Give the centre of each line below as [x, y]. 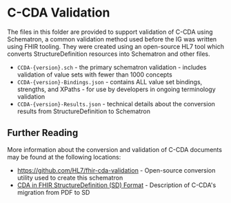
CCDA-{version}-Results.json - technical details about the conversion [116, 104]
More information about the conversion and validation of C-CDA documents [115, 149]
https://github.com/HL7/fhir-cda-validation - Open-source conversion [116, 170]
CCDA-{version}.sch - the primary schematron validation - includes [112, 67]
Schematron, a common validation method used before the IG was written [112, 39]
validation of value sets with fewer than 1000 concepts [94, 75]
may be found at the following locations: [64, 157]
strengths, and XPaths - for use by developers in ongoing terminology [116, 89]
